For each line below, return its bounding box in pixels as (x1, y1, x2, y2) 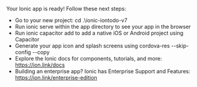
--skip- (171, 42, 189, 49)
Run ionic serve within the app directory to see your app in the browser (14, 23, 191, 30)
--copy (32, 49, 50, 56)
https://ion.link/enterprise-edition (14, 74, 97, 81)
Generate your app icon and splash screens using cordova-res (14, 42, 170, 49)
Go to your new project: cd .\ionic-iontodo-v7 (14, 17, 128, 23)
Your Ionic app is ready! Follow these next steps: (6, 5, 126, 12)
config (14, 49, 31, 56)
